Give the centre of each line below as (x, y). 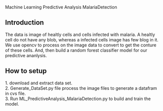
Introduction (25, 22)
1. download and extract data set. (39, 83)
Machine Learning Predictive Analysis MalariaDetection (61, 7)
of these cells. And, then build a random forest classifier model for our (76, 50)
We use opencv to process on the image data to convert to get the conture (81, 45)
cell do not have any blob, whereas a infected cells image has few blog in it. (82, 39)
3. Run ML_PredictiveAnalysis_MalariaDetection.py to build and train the (78, 99)
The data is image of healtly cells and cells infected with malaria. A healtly (80, 35)
